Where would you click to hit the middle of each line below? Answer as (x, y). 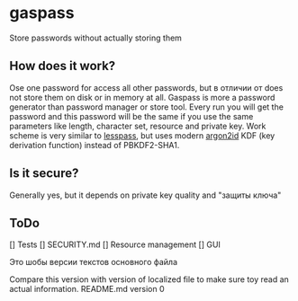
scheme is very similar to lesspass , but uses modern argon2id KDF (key (142, 135)
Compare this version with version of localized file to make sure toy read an (149, 279)
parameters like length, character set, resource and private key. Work (138, 126)
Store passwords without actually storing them (96, 38)
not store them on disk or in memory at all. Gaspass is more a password (142, 97)
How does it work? (63, 66)
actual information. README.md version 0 (87, 289)
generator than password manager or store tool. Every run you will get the (146, 107)
